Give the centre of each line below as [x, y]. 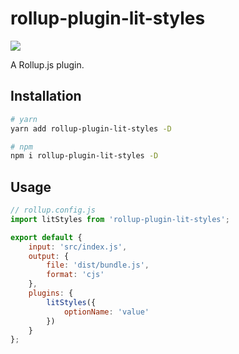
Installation [46, 96]
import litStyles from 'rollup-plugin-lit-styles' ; [120, 219]
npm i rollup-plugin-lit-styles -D [84, 156]
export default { [46, 237]
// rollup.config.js [53, 210]
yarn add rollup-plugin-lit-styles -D [91, 128]
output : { [49, 256]
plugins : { [51, 293]
